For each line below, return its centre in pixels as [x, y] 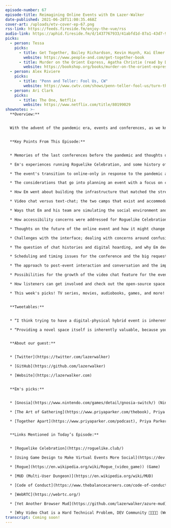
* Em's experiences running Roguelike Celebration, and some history [85, 164]
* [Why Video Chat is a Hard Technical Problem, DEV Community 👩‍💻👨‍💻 [84, 513]
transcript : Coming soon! [33, 518]
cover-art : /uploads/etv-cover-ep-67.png [50, 24]
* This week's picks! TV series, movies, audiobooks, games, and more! [88, 293]
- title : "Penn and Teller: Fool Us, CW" [63, 81]
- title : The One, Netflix [47, 100]
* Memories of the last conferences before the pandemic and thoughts [86, 155]
